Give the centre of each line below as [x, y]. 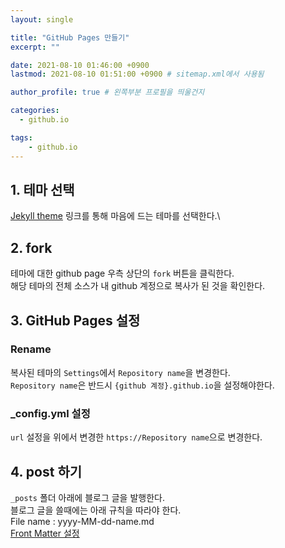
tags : [21, 137]
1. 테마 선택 [42, 189]
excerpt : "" [35, 47]
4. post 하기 [46, 471]
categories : [35, 111]
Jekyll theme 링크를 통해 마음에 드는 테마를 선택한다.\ [115, 216]
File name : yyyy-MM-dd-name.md [82, 521]
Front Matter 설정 [45, 533]
